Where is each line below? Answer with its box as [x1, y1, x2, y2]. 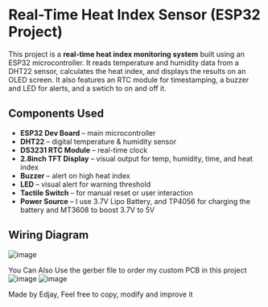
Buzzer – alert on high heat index [19, 170, 130, 180]
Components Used [8, 107, 105, 121]
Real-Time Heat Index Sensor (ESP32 [8, 6, 261, 24]
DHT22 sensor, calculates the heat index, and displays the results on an [8, 66, 246, 76]
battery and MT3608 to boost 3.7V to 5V [19, 205, 155, 215]
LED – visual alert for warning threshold [19, 179, 151, 189]
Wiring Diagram [8, 228, 89, 242]
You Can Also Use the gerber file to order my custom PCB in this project [8, 265, 247, 275]
